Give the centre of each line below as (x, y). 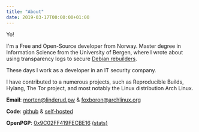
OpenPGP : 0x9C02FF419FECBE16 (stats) (57, 122)
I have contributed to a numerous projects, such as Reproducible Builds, (95, 82)
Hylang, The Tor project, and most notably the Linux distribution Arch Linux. (100, 88)
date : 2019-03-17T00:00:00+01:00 (48, 17)
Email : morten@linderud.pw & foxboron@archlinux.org (74, 100)
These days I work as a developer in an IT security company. (81, 70)
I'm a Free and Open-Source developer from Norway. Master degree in (94, 46)
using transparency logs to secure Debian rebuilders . (72, 59)
